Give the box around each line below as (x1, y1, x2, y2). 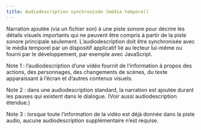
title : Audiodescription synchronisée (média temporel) (6, 8, 149, 15)
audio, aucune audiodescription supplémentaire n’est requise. (6, 117, 159, 124)
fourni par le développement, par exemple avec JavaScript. (6, 50, 153, 57)
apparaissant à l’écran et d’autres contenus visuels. (6, 75, 133, 82)
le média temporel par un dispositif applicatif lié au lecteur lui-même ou (6, 44, 182, 51)
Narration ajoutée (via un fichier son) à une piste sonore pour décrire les (6, 25, 185, 32)
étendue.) (6, 99, 31, 106)
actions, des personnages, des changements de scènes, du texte (6, 68, 168, 75)
